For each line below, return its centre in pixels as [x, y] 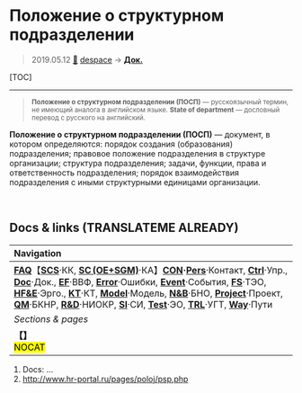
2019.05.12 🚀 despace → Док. [87, 59]
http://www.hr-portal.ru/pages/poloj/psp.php [105, 379]
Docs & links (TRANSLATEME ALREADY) [124, 228]
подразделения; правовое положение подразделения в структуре [138, 153]
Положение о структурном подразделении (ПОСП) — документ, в [140, 134]
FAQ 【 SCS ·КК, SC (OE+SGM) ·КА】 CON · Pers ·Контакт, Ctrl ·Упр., [151, 270]
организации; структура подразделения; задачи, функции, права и [138, 163]
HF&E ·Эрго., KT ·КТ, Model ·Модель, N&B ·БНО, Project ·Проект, [148, 293]
